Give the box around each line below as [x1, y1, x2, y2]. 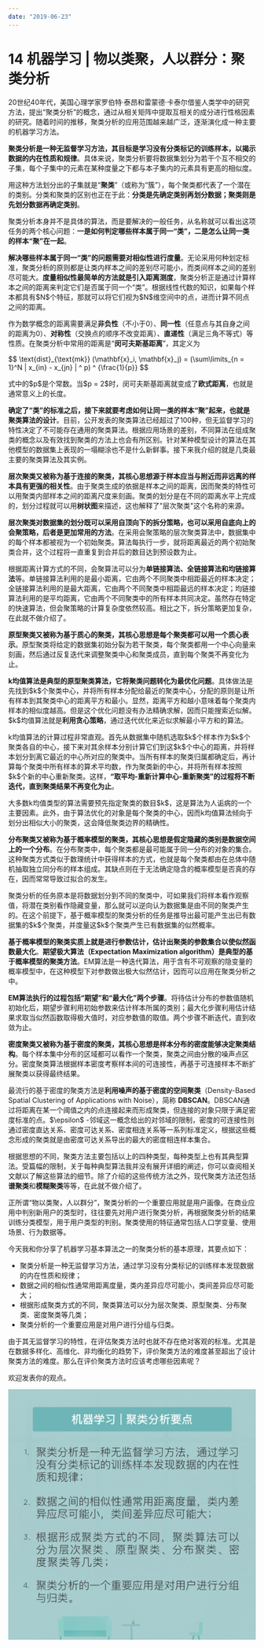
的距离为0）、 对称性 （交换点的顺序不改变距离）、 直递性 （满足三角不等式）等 [8, 328, 254, 338]
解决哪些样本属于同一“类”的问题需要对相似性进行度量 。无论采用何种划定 [8, 253, 244, 262]
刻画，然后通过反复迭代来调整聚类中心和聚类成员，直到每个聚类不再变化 [8, 650, 242, 659]
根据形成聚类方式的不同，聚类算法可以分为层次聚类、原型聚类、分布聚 [19, 1300, 247, 1309]
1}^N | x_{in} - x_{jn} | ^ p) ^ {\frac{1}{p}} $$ [8, 362, 149, 372]
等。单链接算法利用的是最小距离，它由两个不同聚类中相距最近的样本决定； [15, 573, 256, 583]
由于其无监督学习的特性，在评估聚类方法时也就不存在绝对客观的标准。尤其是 [8, 1336, 256, 1346]
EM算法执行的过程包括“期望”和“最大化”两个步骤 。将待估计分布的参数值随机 [8, 993, 254, 1002]
